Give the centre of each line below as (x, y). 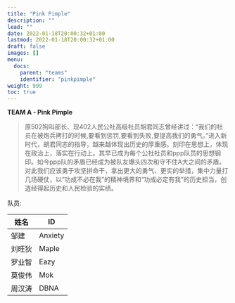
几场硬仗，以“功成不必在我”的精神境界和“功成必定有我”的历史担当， (122, 179)
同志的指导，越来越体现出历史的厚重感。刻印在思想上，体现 (142, 144)
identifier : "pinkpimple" (58, 79)
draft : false (26, 46)
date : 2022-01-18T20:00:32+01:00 (56, 33)
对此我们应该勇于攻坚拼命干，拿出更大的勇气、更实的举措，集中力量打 (126, 171)
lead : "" (20, 27)
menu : (15, 60)
